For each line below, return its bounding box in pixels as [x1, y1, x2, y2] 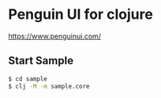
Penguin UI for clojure [8, 5, 154, 24]
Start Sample [8, 54, 73, 67]
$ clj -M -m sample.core [8, 82, 90, 90]
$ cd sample [8, 74, 47, 83]
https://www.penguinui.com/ [8, 31, 101, 41]
